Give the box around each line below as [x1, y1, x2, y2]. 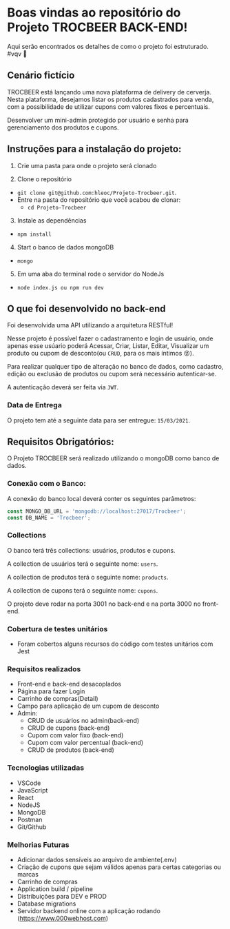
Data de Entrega [7, 400, 62, 410]
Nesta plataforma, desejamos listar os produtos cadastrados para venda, [7, 95, 214, 103]
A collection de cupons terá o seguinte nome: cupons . [7, 586, 158, 594]
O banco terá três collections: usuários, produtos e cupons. [7, 546, 176, 554]
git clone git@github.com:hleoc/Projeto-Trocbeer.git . [17, 188, 177, 196]
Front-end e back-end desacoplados [17, 680, 122, 688]
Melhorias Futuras [7, 839, 70, 849]
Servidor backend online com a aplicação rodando [17, 907, 160, 915]
